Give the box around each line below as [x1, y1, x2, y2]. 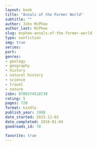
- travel [5, 82, 23, 87]
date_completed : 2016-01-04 [5, 119, 64, 124]
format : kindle [5, 105, 37, 110]
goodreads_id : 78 [5, 124, 41, 129]
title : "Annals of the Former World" [5, 12, 84, 17]
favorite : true [5, 133, 37, 138]
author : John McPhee [5, 21, 48, 27]
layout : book [5, 7, 32, 13]
